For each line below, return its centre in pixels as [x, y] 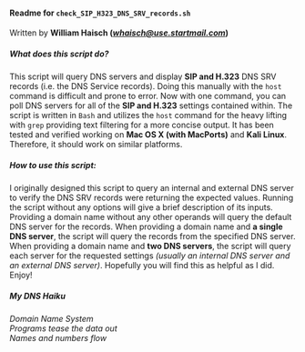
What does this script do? [59, 54]
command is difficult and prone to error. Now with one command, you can [148, 96]
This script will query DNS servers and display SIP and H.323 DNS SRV [143, 76]
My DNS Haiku [38, 296]
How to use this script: [53, 165]
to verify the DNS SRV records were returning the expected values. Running [152, 198]
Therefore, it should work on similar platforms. [96, 145]
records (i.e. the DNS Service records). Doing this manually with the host [146, 86]
